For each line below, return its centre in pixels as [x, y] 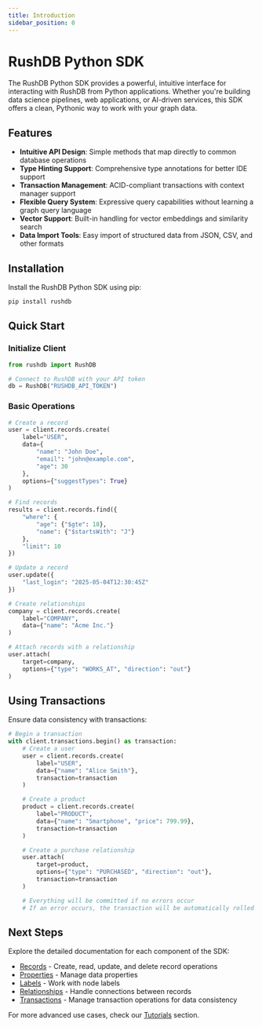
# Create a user [49, 749]
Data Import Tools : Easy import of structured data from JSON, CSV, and [136, 236]
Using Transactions [57, 701]
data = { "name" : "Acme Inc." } [68, 626]
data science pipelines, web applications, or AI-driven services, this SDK [126, 100]
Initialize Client [37, 349]
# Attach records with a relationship [71, 647]
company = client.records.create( [65, 611]
